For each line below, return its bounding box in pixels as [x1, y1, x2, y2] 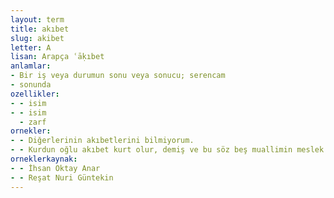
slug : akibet [10, 33, 65, 43]
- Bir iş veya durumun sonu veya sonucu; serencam [10, 71, 226, 81]
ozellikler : [10, 89, 60, 99]
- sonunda [10, 80, 52, 90]
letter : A [10, 42, 52, 53]
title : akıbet [10, 24, 70, 34]
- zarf [19, 117, 47, 127]
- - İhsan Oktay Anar [10, 163, 101, 173]
